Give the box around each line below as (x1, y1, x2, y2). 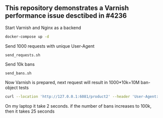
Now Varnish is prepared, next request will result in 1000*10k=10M (5, 79, 140, 85)
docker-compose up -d (5, 34, 49, 39)
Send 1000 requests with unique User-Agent (5, 43, 94, 49)
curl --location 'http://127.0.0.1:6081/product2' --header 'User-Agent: (5, 94, 159, 99)
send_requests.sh (5, 53, 41, 58)
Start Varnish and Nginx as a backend (5, 25, 82, 30)
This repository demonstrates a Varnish (5, 4, 129, 12)
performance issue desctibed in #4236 (5, 12, 127, 20)
